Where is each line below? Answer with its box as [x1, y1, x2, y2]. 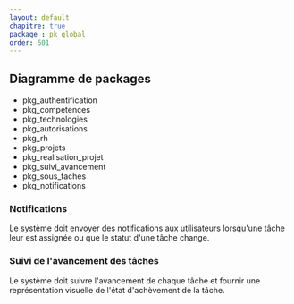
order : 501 [9, 38, 50, 47]
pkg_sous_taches [21, 171, 87, 182]
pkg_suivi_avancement [21, 162, 106, 173]
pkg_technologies [21, 114, 88, 125]
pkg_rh [21, 133, 48, 144]
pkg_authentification [21, 95, 98, 106]
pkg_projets [21, 142, 66, 153]
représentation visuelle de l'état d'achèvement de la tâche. [9, 284, 225, 295]
